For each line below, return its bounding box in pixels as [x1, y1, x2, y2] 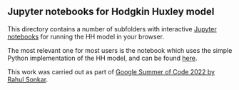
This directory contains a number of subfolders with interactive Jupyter [7, 24, 217, 33]
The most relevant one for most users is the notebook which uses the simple [7, 46, 233, 54]
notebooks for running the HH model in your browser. [7, 32, 164, 41]
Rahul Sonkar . [7, 75, 49, 84]
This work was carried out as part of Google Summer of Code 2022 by [7, 67, 215, 76]
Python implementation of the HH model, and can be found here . [7, 54, 198, 62]
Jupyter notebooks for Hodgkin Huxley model [7, 6, 215, 18]
